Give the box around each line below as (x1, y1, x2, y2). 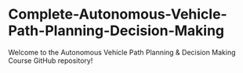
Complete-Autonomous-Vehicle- (8, 5, 227, 23)
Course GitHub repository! (8, 56, 93, 65)
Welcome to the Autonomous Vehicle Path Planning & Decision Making (8, 47, 237, 57)
